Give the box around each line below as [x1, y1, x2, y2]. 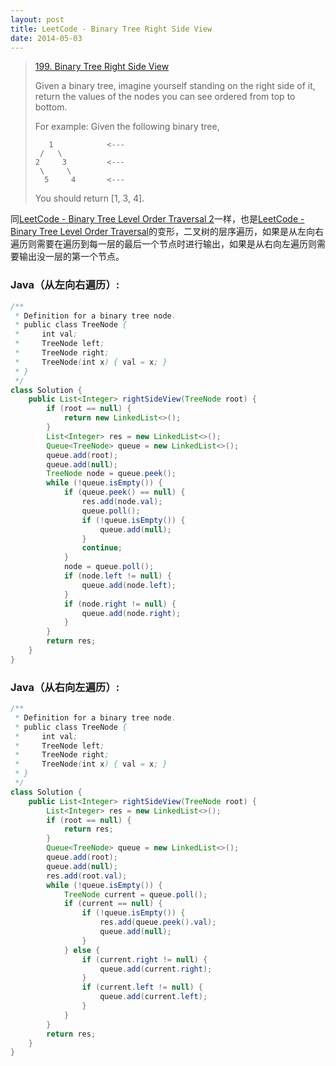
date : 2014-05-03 [10, 33, 83, 43]
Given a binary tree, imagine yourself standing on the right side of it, [34, 80, 316, 92]
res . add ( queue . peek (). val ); [99, 917, 217, 928]
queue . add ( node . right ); [81, 608, 182, 618]
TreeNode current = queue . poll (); [63, 889, 208, 900]
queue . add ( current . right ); [99, 964, 213, 974]
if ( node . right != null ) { [63, 599, 177, 609]
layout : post [10, 14, 65, 25]
